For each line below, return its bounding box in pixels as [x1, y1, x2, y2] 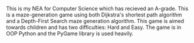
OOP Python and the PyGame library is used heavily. [6, 30, 134, 37]
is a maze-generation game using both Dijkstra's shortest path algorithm [6, 11, 182, 18]
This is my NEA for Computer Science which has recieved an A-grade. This [6, 5, 189, 12]
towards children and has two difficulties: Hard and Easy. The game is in [6, 24, 182, 31]
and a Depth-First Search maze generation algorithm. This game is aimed [6, 18, 185, 24]
